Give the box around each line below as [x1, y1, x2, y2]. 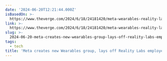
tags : [5, 39, 16, 44]
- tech [9, 44, 23, 49]
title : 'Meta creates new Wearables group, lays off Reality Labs [5, 48, 146, 53]
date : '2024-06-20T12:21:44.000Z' [5, 7, 77, 12]
